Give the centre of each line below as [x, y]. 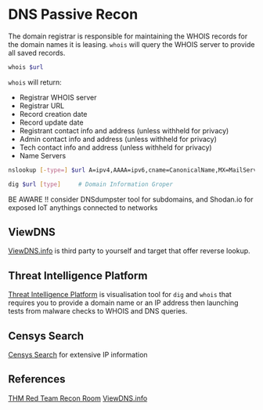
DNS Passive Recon [73, 15]
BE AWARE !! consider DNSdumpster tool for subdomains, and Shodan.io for [131, 199]
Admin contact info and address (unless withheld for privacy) [118, 139]
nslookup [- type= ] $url [47, 170]
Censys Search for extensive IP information [78, 355]
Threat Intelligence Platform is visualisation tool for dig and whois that [120, 295]
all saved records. [37, 53]
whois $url [26, 67]
